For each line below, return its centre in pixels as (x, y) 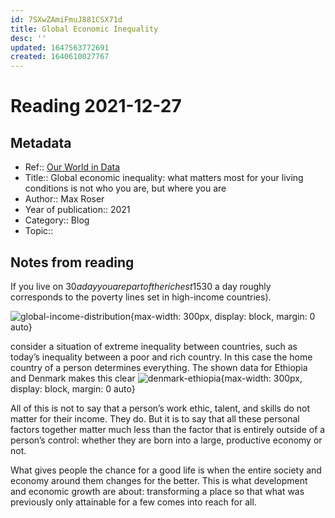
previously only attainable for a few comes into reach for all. (133, 502)
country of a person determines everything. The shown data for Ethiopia (159, 367)
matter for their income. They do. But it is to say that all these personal (155, 418)
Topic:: (39, 231)
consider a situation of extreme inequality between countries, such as (154, 346)
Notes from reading (72, 262)
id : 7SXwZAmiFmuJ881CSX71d (66, 19)
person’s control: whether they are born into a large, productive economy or (166, 440)
